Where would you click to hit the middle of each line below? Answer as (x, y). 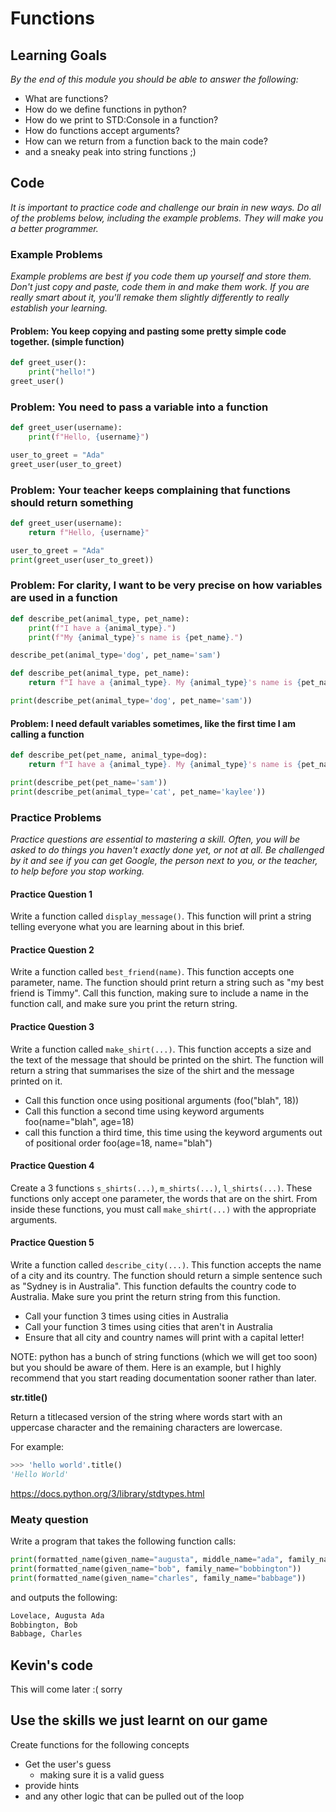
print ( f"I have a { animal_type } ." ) (102, 628)
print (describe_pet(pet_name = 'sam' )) (89, 782)
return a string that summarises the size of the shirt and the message (152, 1070)
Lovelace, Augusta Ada (57, 1615)
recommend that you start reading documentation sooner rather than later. (163, 1378)
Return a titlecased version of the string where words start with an (146, 1416)
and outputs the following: (64, 1597)
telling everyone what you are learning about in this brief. (127, 927)
